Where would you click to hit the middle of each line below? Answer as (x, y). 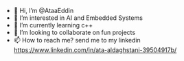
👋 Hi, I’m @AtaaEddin (44, 11)
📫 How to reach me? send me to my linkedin (77, 40)
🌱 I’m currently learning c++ (53, 25)
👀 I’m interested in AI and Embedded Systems (78, 18)
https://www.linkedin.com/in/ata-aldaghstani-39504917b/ (95, 50)
